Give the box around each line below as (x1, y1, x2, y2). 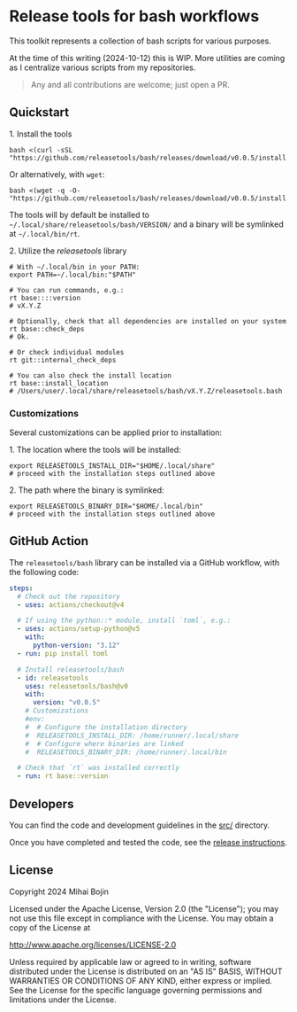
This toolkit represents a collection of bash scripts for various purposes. (9, 35, 271, 46)
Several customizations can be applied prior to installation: (9, 427, 223, 438)
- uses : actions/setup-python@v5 (17, 625, 141, 634)
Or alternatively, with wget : (9, 168, 105, 179)
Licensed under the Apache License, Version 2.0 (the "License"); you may (9, 903, 279, 914)
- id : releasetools (17, 673, 89, 682)
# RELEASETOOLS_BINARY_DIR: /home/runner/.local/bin (25, 747, 227, 757)
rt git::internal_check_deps (9, 355, 117, 364)
